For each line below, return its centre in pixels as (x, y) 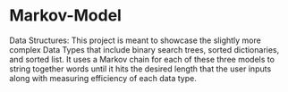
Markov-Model (66, 16)
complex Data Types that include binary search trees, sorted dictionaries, (144, 49)
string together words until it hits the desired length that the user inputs (140, 69)
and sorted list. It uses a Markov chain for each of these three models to (142, 59)
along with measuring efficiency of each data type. (103, 78)
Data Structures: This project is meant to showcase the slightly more (135, 40)
